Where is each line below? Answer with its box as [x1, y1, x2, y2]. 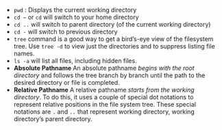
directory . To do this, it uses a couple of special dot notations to [13, 93, 194, 101]
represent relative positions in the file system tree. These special [13, 101, 197, 108]
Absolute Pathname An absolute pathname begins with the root [13, 64, 195, 72]
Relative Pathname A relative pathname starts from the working [13, 86, 195, 94]
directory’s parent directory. [13, 115, 92, 122]
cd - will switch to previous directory [13, 27, 118, 36]
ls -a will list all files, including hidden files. [13, 57, 137, 64]
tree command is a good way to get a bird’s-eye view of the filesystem [13, 35, 214, 43]
